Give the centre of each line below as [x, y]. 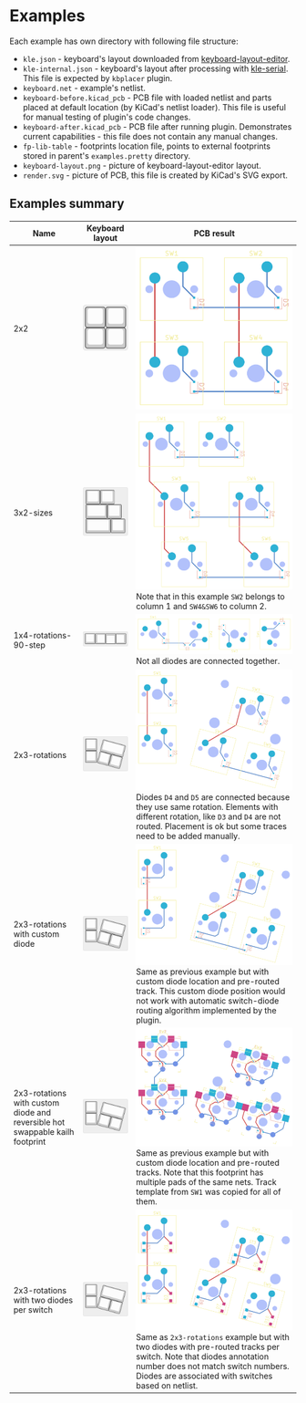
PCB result [214, 233]
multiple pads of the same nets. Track [206, 1182]
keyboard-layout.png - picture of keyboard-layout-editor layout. [142, 165]
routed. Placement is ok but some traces [211, 826]
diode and [32, 1112]
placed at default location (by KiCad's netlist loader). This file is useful [154, 107]
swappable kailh [44, 1131]
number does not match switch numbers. [213, 1367]
